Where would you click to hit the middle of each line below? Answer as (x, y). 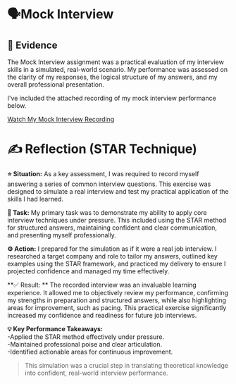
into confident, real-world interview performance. (96, 373)
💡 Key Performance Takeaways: (55, 328)
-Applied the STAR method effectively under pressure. (86, 337)
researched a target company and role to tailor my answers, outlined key (113, 256)
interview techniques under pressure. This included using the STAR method (117, 220)
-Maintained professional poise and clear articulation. (85, 344)
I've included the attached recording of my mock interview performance (112, 98)
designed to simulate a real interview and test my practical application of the (118, 191)
